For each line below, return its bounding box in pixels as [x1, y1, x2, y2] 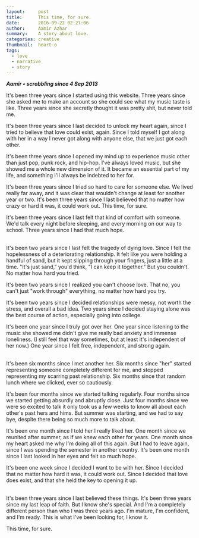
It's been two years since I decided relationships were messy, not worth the [6, 299, 191, 306]
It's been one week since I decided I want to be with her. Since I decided [6, 464, 184, 471]
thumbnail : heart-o [6, 42, 58, 48]
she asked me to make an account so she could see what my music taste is [6, 98, 191, 105]
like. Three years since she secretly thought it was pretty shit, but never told [6, 105, 192, 112]
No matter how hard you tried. [6, 270, 80, 277]
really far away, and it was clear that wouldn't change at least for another [6, 190, 185, 197]
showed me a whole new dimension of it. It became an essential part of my [6, 165, 189, 173]
